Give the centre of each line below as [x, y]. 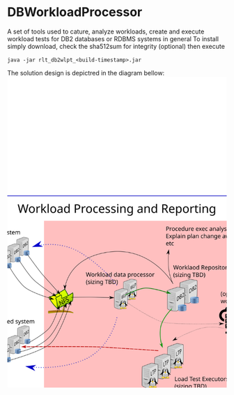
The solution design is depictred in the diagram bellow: [86, 73]
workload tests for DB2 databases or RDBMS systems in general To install [113, 38]
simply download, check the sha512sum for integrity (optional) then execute [116, 46]
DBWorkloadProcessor [75, 12]
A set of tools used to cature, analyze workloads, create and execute [106, 31]
